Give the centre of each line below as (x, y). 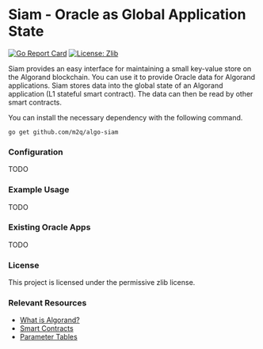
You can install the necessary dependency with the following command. (126, 117)
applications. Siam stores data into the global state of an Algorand (116, 85)
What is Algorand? (50, 320)
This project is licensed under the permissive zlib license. (102, 283)
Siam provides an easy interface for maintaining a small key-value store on (130, 68)
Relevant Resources (48, 303)
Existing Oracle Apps (50, 227)
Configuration (36, 152)
